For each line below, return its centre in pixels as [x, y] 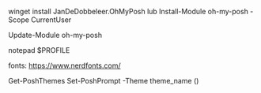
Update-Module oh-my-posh [55, 35]
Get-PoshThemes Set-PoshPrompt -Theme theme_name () [104, 81]
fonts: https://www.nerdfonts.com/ [64, 65]
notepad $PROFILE [39, 50]
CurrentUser [51, 20]
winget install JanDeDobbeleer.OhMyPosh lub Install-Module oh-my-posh [129, 11]
